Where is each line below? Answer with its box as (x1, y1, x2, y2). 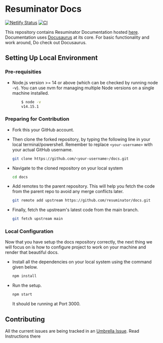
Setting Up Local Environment (5, 54, 98, 62)
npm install (12, 273, 37, 279)
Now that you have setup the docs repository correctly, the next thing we (5, 239, 153, 245)
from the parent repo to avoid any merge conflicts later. (12, 189, 124, 195)
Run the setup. (12, 283, 42, 289)
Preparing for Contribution (5, 116, 70, 122)
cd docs (12, 174, 28, 179)
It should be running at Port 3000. (12, 301, 81, 307)
